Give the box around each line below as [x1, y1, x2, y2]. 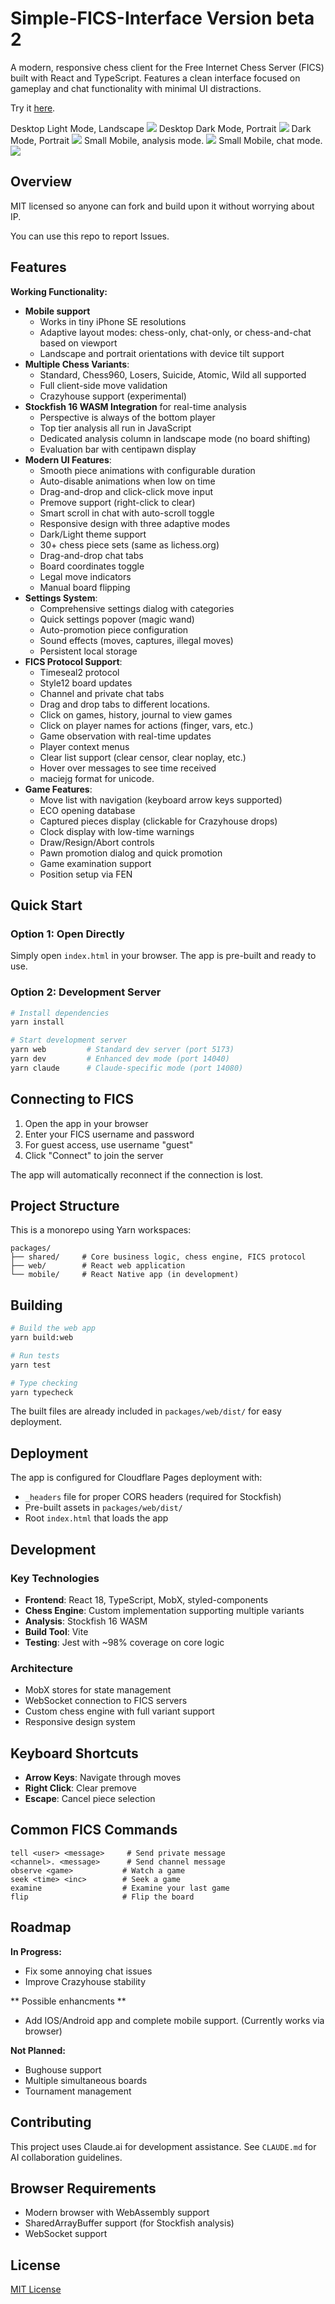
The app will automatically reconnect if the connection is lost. [10, 1168, 264, 1181]
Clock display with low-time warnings [39, 825, 195, 837]
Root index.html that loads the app [24, 1512, 169, 1524]
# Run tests [10, 1350, 60, 1361]
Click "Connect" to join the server [24, 1149, 164, 1161]
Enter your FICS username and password [24, 1128, 195, 1140]
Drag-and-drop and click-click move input [39, 485, 213, 497]
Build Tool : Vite [24, 1625, 89, 1637]
